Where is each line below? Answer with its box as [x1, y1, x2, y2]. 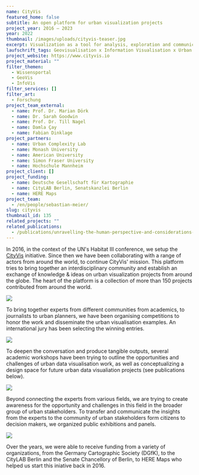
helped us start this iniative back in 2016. [6, 462, 105, 469]
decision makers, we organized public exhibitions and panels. [6, 420, 156, 428]
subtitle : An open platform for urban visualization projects [6, 20, 163, 25]
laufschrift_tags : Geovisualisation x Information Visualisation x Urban [6, 47, 192, 53]
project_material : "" [6, 58, 60, 64]
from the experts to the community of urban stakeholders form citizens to [6, 414, 185, 421]
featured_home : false [6, 14, 60, 20]
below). [6, 372, 25, 380]
